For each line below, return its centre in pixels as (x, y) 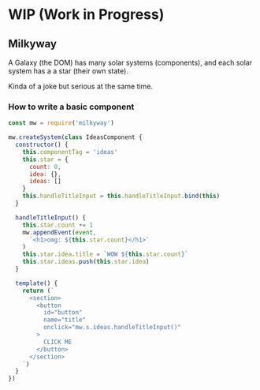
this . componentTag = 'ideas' (70, 152)
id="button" (63, 313)
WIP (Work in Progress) (86, 15)
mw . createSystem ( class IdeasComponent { (76, 137)
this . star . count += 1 (58, 225)
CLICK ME (58, 342)
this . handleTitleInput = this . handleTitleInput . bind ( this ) (121, 196)
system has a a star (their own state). (68, 71)
